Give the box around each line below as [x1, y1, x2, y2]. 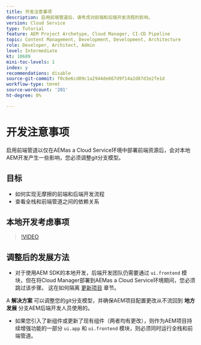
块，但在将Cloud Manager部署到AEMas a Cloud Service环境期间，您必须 [14, 277, 196, 284]
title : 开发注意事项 [6, 8, 52, 15]
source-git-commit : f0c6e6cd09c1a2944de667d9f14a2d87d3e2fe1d [6, 76, 165, 82]
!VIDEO [20, 233, 39, 241]
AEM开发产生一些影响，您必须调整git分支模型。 [6, 154, 124, 161]
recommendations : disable [6, 70, 71, 76]
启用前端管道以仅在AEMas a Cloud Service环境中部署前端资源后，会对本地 [6, 146, 191, 154]
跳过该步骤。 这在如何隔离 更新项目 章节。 [14, 284, 120, 292]
